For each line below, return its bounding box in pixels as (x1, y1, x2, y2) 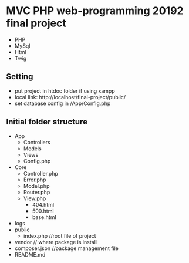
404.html (32, 201, 55, 208)
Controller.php (23, 170, 59, 177)
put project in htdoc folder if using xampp (14, 87, 116, 95)
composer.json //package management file (14, 245, 119, 252)
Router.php (23, 188, 50, 195)
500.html (32, 207, 54, 214)
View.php (23, 195, 46, 202)
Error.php (23, 176, 46, 183)
